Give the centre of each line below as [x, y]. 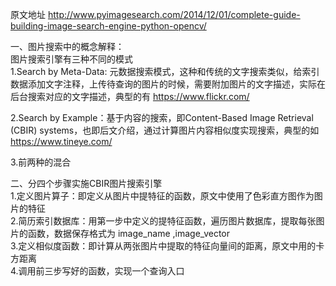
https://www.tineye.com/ [61, 141]
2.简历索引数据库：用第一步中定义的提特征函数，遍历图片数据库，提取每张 [163, 221]
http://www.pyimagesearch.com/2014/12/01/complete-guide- [174, 14]
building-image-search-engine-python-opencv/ [108, 26]
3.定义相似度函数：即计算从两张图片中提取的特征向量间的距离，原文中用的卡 [167, 246]
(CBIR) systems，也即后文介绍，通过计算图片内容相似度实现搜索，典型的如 [165, 130]
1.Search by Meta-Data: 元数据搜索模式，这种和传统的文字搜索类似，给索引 [165, 71]
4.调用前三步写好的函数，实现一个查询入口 [97, 271]
